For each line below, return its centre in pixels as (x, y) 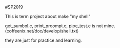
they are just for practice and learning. (43, 40)
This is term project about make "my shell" (48, 16)
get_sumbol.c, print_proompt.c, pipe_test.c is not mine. (60, 26)
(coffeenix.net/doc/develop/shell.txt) (42, 31)
